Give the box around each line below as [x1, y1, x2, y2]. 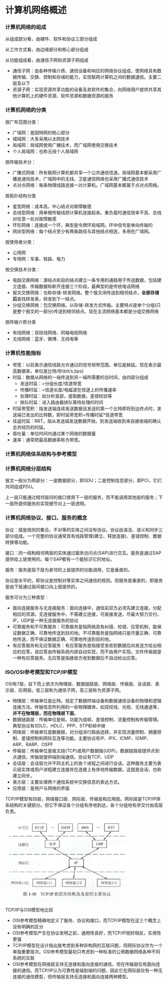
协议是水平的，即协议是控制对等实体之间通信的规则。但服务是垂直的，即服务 [5, 577, 163, 583]
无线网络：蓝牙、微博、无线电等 [12, 335, 78, 341]
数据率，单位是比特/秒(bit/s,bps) [16, 368, 84, 374]
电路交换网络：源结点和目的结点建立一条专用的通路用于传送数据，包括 [12, 277, 157, 283]
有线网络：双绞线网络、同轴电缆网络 [12, 329, 87, 335]
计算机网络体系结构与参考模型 [5, 450, 77, 457]
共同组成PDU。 [5, 483, 36, 490]
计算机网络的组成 [5, 23, 46, 30]
